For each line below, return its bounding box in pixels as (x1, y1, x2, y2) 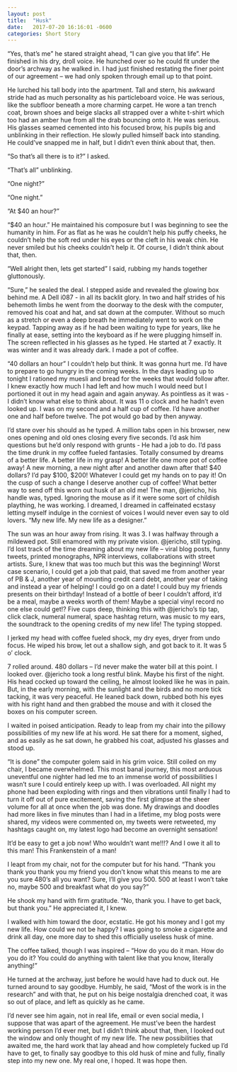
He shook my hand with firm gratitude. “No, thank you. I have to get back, (7, 897, 222, 905)
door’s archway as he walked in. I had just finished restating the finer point (7, 64, 224, 73)
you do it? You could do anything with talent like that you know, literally (7, 954, 214, 962)
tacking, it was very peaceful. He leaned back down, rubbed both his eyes (7, 693, 224, 701)
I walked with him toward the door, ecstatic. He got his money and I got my (7, 918, 225, 926)
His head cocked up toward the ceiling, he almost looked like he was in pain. (7, 677, 230, 686)
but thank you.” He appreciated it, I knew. (7, 904, 127, 913)
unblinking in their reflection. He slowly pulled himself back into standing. (7, 131, 221, 139)
